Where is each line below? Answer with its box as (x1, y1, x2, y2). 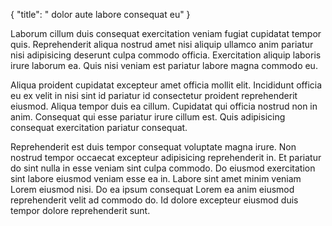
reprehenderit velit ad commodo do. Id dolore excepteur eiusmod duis (10, 194, 299, 206)
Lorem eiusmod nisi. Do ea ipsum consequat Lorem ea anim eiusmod (10, 184, 295, 195)
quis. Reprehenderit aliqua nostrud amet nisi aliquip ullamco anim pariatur (10, 39, 314, 50)
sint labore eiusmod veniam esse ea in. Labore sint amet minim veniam (10, 173, 302, 184)
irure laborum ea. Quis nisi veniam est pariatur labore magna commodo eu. (10, 60, 318, 71)
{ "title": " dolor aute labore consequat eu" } (10, 9, 191, 20)
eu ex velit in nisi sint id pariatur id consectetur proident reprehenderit (10, 90, 298, 101)
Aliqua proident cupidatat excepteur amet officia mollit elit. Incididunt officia (10, 79, 323, 91)
